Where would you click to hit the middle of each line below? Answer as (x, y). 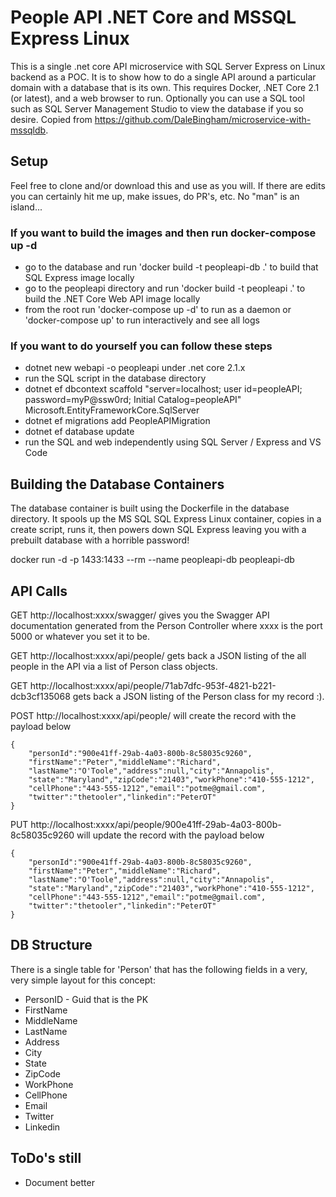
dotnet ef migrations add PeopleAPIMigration (117, 421)
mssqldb (28, 130)
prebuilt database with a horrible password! (100, 540)
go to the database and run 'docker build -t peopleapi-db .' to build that (171, 267)
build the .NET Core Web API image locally (112, 299)
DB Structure (51, 945)
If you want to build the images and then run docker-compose (163, 233)
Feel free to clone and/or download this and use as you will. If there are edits (168, 185)
